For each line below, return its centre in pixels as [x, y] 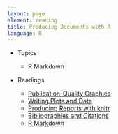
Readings [31, 80]
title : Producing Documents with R [59, 27]
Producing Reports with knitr [69, 108]
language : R [24, 33]
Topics [27, 53]
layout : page [26, 14]
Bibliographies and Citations [68, 116]
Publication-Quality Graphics [69, 94]
